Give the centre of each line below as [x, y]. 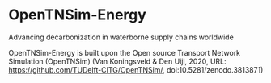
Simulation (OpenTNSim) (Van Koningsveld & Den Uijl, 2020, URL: [117, 61]
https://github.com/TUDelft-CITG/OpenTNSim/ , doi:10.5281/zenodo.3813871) [136, 69]
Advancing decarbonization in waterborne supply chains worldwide [121, 37]
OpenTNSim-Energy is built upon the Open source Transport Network [125, 52]
